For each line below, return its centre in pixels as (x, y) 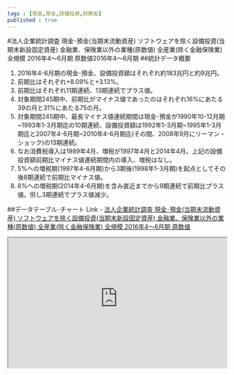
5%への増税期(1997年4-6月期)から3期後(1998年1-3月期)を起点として (115, 168)
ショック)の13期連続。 (49, 142)
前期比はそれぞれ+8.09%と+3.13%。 (70, 81)
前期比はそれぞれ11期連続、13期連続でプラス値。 (87, 90)
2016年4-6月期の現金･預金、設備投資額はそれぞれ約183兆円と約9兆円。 (120, 73)
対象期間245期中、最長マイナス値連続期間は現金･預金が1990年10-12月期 (121, 116)
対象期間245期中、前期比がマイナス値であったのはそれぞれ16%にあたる (120, 99)
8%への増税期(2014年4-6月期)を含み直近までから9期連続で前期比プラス (120, 185)
